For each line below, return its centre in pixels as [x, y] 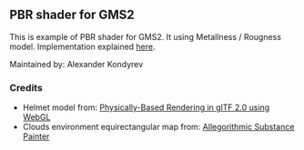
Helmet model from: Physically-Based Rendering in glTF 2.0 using [146, 107]
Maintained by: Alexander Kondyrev [76, 64]
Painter [36, 136]
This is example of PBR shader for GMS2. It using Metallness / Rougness [146, 36]
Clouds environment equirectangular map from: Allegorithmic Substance [158, 127]
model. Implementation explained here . [83, 46]
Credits [26, 87]
